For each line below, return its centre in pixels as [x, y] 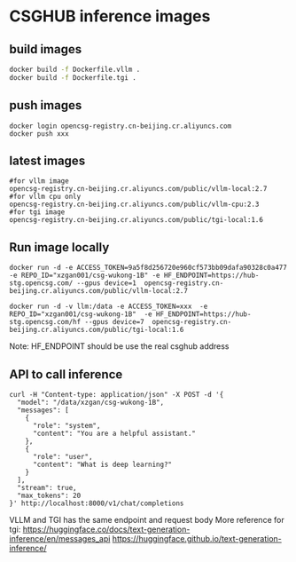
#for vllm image [39, 181]
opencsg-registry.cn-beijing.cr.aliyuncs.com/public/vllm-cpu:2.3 [134, 205]
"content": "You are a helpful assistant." [114, 433]
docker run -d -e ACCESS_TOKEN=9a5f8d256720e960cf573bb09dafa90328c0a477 [148, 268]
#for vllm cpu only [45, 197]
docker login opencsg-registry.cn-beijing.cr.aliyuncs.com [121, 126]
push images [46, 105]
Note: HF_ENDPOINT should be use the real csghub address [119, 346]
